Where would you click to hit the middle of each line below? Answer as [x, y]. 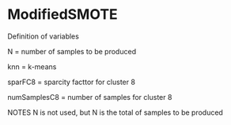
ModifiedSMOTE [62, 15]
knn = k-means [32, 66]
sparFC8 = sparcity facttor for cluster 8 [72, 82]
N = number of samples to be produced [72, 51]
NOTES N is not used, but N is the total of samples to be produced [115, 112]
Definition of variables [44, 36]
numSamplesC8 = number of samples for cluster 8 [90, 97]
